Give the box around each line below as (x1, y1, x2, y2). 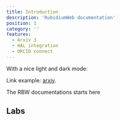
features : (6, 32, 32, 38)
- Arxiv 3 (12, 37, 37, 43)
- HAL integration (12, 43, 59, 49)
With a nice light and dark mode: (6, 65, 88, 72)
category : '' (6, 25, 40, 32)
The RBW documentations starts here (6, 88, 101, 96)
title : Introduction (6, 8, 59, 15)
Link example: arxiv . (6, 76, 57, 84)
